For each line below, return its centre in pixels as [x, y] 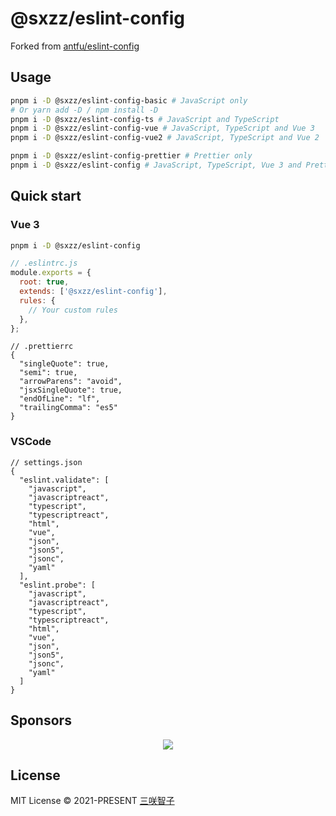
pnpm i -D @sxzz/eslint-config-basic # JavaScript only [129, 100]
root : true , [44, 282]
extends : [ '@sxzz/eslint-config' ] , [93, 292]
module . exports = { [51, 273]
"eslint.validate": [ [64, 480]
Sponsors [41, 720]
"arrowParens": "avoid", [71, 382]
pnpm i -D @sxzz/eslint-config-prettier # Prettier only [131, 156]
